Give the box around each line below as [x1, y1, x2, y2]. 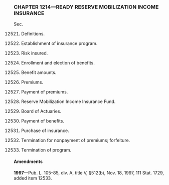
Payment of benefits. [21, 118, 65, 124]
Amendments [14, 158, 43, 164]
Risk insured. [21, 50, 48, 56]
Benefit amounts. [21, 69, 57, 75]
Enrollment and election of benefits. [21, 60, 95, 66]
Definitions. [21, 31, 45, 37]
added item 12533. [14, 175, 52, 181]
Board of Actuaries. [21, 108, 62, 114]
